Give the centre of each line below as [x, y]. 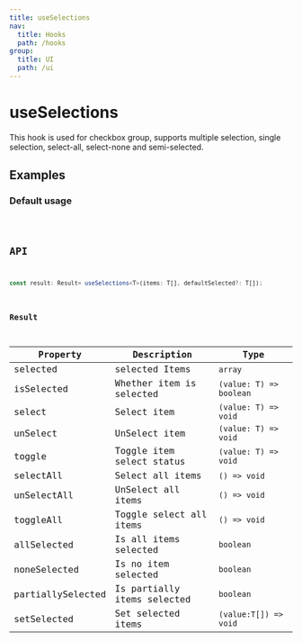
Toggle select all [161, 515]
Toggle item [145, 451]
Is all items [147, 539]
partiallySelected [60, 594]
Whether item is [155, 384]
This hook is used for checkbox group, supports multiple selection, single [145, 137]
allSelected [44, 544]
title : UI [36, 59]
